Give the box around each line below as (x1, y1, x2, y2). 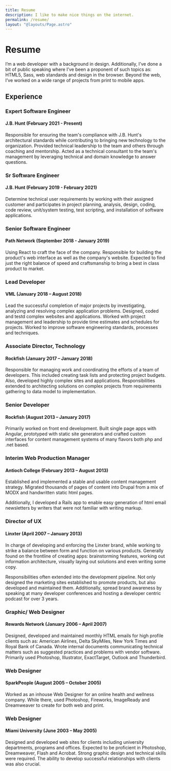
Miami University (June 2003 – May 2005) (5, 727, 97, 734)
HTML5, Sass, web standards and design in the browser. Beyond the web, (5, 72, 161, 78)
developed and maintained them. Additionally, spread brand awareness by (5, 585, 162, 591)
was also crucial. (5, 761, 41, 767)
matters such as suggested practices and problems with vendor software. (5, 649, 161, 655)
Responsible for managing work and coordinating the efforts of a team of (5, 367, 159, 373)
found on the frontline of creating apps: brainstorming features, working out (5, 553, 165, 559)
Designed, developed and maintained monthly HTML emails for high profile (5, 632, 164, 639)
